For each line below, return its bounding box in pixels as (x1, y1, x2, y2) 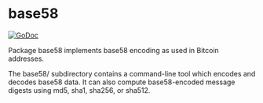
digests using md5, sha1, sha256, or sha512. (8, 85, 151, 94)
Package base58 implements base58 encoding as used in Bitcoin (8, 45, 220, 55)
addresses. (8, 54, 45, 63)
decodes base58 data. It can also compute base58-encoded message (8, 77, 236, 87)
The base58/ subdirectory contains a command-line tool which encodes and (8, 69, 256, 78)
